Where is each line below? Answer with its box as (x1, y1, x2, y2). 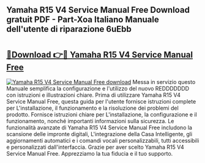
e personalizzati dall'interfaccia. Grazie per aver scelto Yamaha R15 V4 (6, 143, 185, 151)
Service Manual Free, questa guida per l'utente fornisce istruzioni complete (6, 98, 196, 105)
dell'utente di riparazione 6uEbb (6, 24, 132, 34)
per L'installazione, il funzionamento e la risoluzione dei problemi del (6, 104, 179, 112)
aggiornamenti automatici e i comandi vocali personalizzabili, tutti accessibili (6, 137, 199, 144)
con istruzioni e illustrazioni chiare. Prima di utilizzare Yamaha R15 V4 (6, 91, 181, 99)
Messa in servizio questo (132, 78, 196, 85)
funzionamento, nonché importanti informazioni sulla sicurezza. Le (6, 118, 174, 124)
